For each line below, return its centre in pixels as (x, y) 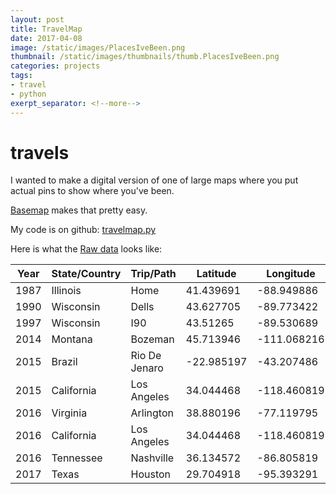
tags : (21, 76)
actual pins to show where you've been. (92, 191)
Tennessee (77, 458)
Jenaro (147, 368)
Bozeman (152, 339)
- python (28, 94)
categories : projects (55, 66)
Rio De (146, 356)
